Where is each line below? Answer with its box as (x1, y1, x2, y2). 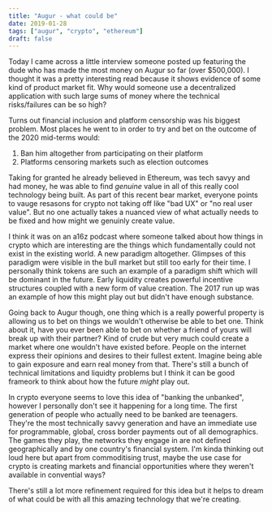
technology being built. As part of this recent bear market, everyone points (8, 190, 258, 200)
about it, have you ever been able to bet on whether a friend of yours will (8, 325, 252, 335)
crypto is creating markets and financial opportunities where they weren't (8, 462, 254, 471)
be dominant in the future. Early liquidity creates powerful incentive (8, 275, 234, 285)
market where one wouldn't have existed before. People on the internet (8, 342, 247, 352)
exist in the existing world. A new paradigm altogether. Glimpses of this (8, 249, 246, 259)
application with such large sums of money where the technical (8, 91, 221, 101)
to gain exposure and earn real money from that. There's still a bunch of (8, 359, 249, 369)
